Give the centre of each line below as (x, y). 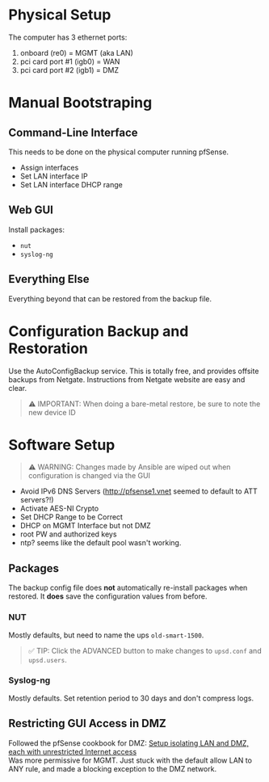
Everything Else (49, 279)
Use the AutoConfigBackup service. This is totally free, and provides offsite (134, 371)
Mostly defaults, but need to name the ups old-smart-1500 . (106, 635)
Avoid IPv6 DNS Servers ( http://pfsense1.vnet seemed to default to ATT (139, 491)
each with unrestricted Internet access (73, 751)
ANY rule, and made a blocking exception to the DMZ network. (112, 768)
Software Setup (62, 445)
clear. (17, 388)
